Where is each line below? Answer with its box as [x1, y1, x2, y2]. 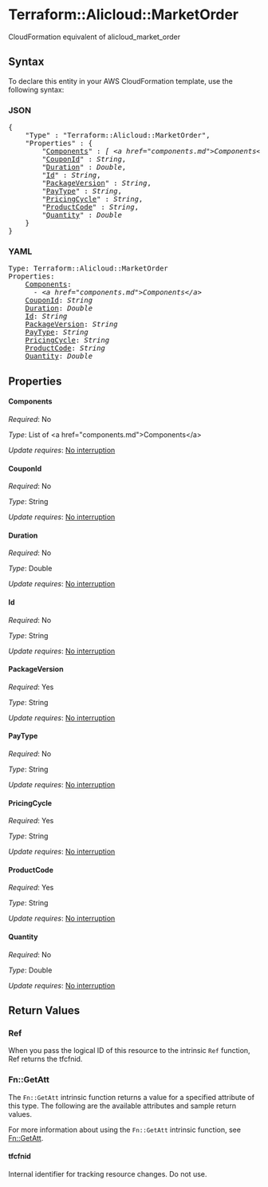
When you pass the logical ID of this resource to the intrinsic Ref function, [8, 1046, 250, 1055]
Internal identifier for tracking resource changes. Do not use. [8, 1169, 207, 1178]
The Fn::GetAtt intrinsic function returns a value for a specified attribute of [8, 1092, 255, 1102]
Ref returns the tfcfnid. [8, 1055, 83, 1064]
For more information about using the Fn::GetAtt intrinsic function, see [8, 1125, 242, 1134]
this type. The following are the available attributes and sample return [8, 1101, 237, 1110]
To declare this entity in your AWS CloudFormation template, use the [8, 76, 233, 85]
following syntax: [8, 85, 65, 94]
